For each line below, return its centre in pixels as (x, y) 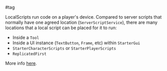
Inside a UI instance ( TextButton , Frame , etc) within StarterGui (76, 43)
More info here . (21, 63)
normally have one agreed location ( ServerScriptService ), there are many (81, 22)
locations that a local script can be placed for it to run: (61, 28)
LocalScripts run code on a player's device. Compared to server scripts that (83, 17)
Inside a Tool (26, 38)
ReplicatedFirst (29, 54)
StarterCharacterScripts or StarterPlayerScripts (64, 48)
